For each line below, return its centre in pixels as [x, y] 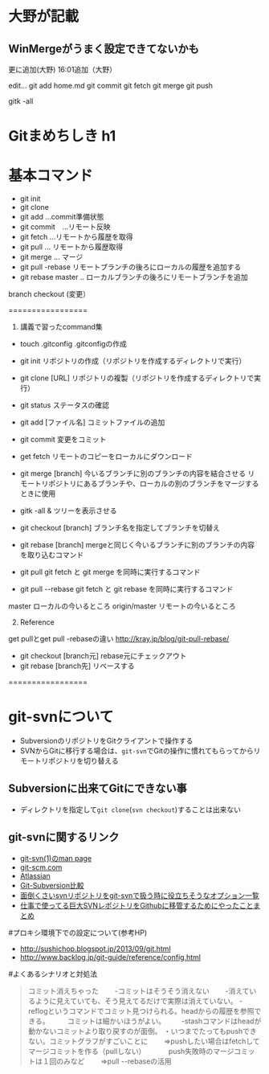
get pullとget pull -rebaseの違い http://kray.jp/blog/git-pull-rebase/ [119, 639]
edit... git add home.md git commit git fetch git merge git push [111, 86]
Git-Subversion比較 [52, 885]
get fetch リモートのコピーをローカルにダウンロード [106, 457]
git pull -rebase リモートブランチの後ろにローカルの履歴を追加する [130, 267]
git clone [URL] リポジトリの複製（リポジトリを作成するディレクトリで [137, 378]
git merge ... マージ [51, 257]
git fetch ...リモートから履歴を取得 [76, 237]
